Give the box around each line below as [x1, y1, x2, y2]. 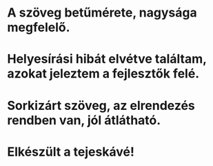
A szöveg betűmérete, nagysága [7, 5, 198, 21]
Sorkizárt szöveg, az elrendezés [7, 98, 195, 113]
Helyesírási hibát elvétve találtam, [7, 51, 207, 67]
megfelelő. [7, 19, 70, 35]
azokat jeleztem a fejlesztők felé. [7, 66, 200, 82]
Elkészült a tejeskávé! [7, 144, 134, 160]
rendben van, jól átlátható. [7, 112, 161, 128]
